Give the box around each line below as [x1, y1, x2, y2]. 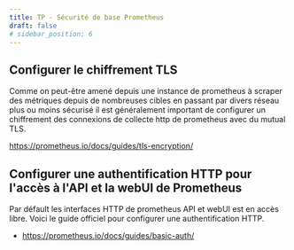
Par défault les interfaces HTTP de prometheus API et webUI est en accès [9, 204, 279, 214]
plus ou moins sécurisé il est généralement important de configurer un [9, 105, 266, 115]
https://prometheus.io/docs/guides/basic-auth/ [21, 230, 195, 240]
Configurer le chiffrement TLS [9, 62, 178, 77]
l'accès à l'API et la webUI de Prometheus [9, 180, 243, 195]
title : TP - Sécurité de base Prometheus [9, 12, 165, 22]
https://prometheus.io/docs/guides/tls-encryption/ [9, 141, 194, 152]
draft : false [9, 21, 58, 30]
